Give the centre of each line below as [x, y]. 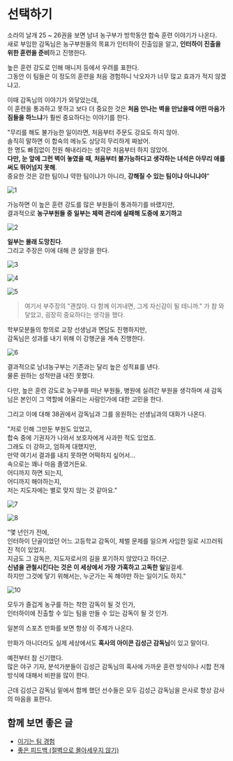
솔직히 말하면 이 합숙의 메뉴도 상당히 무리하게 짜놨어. [79, 141]
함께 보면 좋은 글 [40, 723]
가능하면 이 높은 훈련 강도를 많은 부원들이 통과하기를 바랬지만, [91, 204]
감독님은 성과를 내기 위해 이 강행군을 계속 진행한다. [76, 338]
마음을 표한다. [33, 699]
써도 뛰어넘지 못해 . [32, 167]
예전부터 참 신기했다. [35, 657]
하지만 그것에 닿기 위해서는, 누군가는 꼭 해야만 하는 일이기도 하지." [97, 575]
